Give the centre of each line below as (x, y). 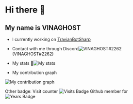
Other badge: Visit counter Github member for (66, 91)
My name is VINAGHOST (43, 28)
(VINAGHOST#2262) (33, 54)
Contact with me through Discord (45, 49)
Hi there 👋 (25, 10)
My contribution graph (34, 73)
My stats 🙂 (23, 63)
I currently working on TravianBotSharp (51, 39)
